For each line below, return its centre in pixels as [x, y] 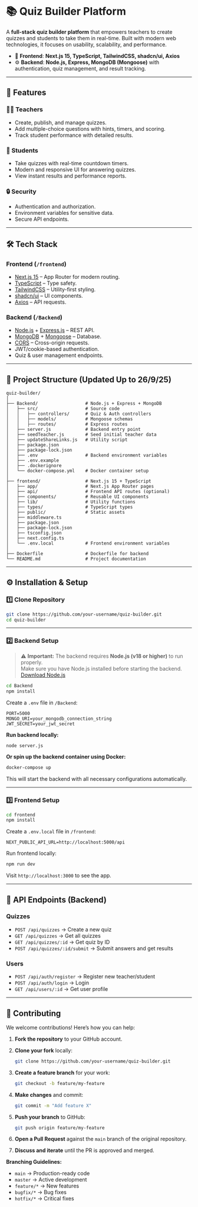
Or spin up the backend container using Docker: [66, 757]
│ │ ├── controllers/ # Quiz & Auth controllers [79, 414]
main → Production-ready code [52, 1173]
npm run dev [21, 864]
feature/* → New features [47, 1186]
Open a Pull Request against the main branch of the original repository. [100, 1139]
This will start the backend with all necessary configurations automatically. [97, 779]
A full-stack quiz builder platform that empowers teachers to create [89, 32]
